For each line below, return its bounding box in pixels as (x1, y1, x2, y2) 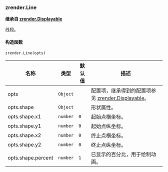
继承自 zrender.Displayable (5, 16, 62, 22)
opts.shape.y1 (7, 122, 41, 129)
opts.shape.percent (7, 154, 53, 161)
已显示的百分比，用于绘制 (90, 150, 151, 157)
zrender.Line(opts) (5, 50, 46, 55)
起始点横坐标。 (90, 113, 126, 120)
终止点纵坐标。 (90, 141, 126, 148)
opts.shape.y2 (7, 141, 41, 148)
